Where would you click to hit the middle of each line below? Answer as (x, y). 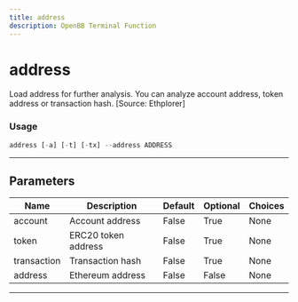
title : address (37, 17)
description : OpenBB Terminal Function (83, 26)
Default (179, 206)
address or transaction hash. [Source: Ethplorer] (98, 104)
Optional (222, 206)
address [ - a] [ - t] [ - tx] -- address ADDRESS (91, 145)
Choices (267, 206)
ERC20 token (97, 235)
